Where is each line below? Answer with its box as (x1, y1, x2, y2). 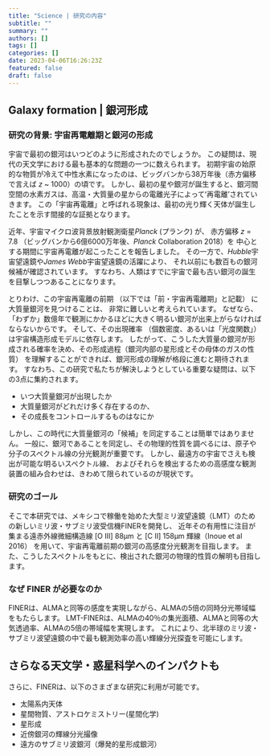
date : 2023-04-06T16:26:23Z (8, 57, 103, 65)
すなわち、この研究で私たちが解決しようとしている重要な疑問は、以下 (23, 364, 256, 374)
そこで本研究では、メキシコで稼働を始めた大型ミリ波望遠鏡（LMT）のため (8, 511, 256, 520)
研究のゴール (8, 491, 59, 503)
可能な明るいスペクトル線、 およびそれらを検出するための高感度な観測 (22, 459, 256, 469)
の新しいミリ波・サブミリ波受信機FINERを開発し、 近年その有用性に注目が (8, 520, 256, 531)
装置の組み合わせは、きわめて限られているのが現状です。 (8, 469, 198, 479)
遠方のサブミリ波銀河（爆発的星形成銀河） (19, 739, 162, 749)
